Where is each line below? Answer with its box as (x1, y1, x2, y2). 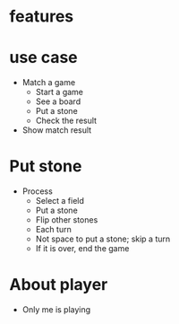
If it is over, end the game (35, 243, 130, 254)
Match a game (21, 77, 76, 88)
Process (21, 186, 54, 197)
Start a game (35, 87, 83, 98)
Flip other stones (35, 215, 98, 225)
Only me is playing (21, 304, 91, 315)
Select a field (35, 196, 85, 206)
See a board (35, 96, 81, 107)
